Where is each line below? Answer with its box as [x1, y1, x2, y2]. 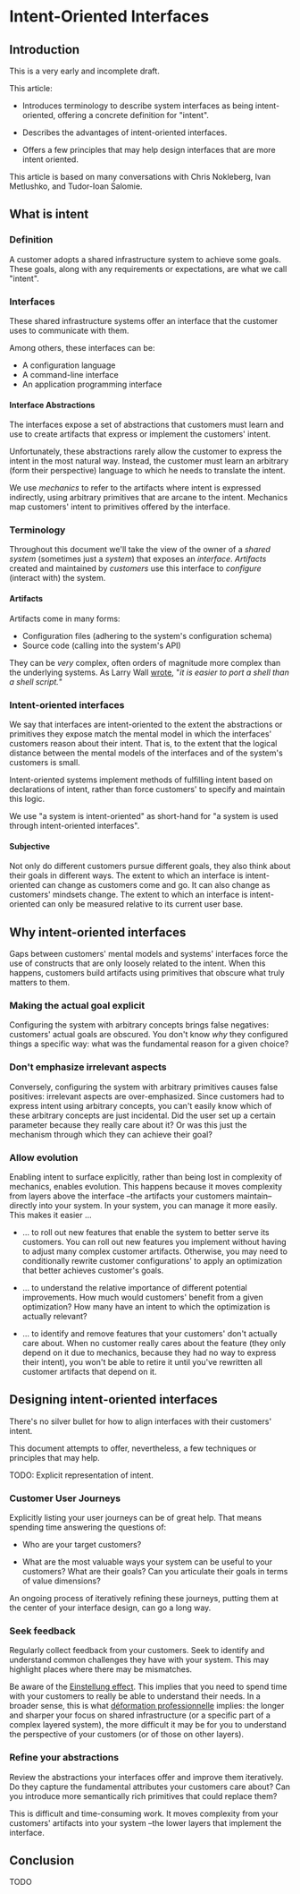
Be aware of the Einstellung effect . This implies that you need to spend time [9, 1681, 287, 1693]
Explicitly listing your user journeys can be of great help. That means [9, 1513, 262, 1523]
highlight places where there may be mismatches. [9, 1664, 193, 1675]
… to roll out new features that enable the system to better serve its [21, 1226, 270, 1237]
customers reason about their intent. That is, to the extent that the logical [9, 738, 278, 748]
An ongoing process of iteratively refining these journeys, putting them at [9, 1593, 279, 1603]
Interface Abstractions [9, 399, 96, 410]
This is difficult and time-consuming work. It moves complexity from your [9, 1808, 279, 1819]
